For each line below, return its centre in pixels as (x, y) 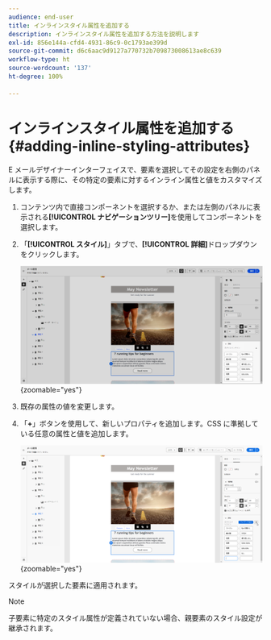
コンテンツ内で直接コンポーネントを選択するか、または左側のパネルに (137, 206)
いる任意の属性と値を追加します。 (76, 433)
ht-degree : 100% (35, 77)
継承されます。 (33, 628)
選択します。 (41, 226)
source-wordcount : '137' (50, 69)
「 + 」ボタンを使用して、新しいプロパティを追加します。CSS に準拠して (139, 423)
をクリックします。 (52, 254)
